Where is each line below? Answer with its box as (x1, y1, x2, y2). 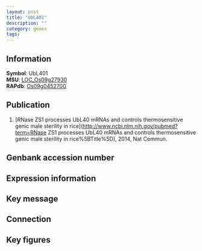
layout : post (6, 8, 39, 15)
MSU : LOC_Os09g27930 (6, 76, 68, 83)
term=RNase (14, 129, 47, 136)
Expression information (6, 173, 96, 183)
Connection (6, 214, 51, 224)
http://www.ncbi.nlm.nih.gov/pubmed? (82, 122, 178, 130)
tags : (6, 31, 20, 37)
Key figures (6, 235, 51, 245)
